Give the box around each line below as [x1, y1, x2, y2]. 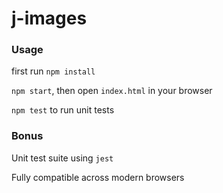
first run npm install [11, 65, 96, 77]
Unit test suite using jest [11, 152, 114, 164]
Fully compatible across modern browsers [11, 171, 185, 183]
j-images [11, 7, 88, 30]
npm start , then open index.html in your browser [11, 85, 213, 97]
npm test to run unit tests [11, 104, 115, 116]
